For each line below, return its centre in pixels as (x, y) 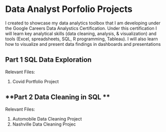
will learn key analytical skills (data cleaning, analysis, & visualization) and (81, 33)
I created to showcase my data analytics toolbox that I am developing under (83, 23)
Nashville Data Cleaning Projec (44, 124)
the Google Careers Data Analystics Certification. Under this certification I (81, 28)
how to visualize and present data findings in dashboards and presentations (83, 44)
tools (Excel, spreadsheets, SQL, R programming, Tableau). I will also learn (82, 39)
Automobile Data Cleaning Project (47, 119)
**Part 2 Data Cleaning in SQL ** (58, 97)
